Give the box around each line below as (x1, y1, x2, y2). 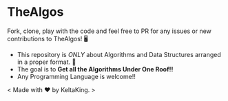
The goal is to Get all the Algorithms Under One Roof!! (17, 65, 174, 73)
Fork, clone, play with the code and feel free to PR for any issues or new (7, 27, 212, 35)
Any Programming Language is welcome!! (17, 72, 136, 80)
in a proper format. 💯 (17, 58, 76, 66)
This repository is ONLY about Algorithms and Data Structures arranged (17, 50, 222, 58)
